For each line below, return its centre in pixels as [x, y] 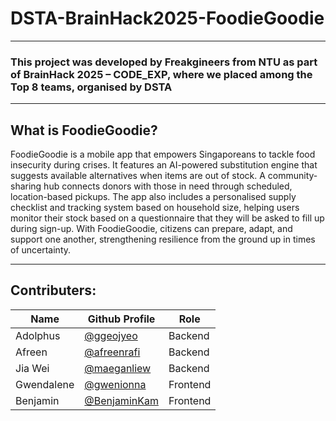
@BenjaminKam [121, 400]
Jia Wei [32, 368]
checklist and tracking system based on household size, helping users [155, 208]
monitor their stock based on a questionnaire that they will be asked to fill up [167, 218]
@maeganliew [118, 368]
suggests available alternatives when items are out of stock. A [138, 176]
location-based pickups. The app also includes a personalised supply [153, 197]
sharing [26, 186]
